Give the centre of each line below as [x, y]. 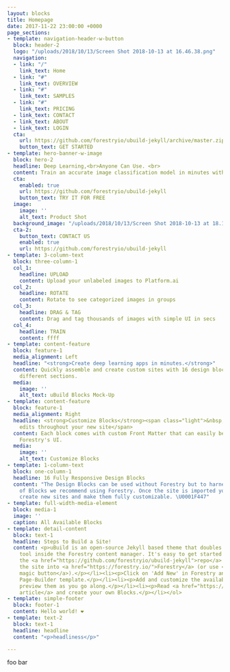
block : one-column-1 [42, 471]
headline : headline [41, 630]
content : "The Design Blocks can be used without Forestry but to [110, 484]
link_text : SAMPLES [47, 96]
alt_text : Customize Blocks [59, 459]
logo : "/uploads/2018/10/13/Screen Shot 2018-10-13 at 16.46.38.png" [114, 52]
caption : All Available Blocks [58, 522]
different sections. [49, 376]
